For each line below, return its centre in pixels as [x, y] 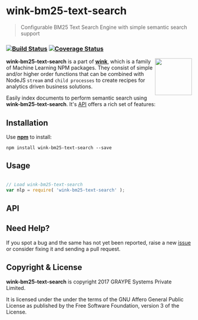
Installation [27, 123]
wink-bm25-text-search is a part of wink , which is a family [79, 62]
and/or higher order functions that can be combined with [75, 74]
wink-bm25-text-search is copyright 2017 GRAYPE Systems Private [89, 282]
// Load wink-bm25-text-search [44, 184]
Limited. [16, 288]
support [30, 33]
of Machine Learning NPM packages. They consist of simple [80, 68]
